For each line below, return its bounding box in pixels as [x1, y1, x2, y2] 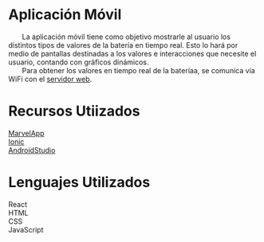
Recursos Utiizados [8, 102, 140, 120]
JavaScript [8, 224, 44, 234]
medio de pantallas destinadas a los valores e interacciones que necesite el [8, 49, 257, 58]
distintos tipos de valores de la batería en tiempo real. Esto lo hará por [8, 40, 238, 49]
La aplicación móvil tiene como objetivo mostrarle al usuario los [22, 32, 231, 41]
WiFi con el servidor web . [8, 74, 93, 84]
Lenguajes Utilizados [8, 174, 151, 192]
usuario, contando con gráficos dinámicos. [8, 57, 149, 67]
